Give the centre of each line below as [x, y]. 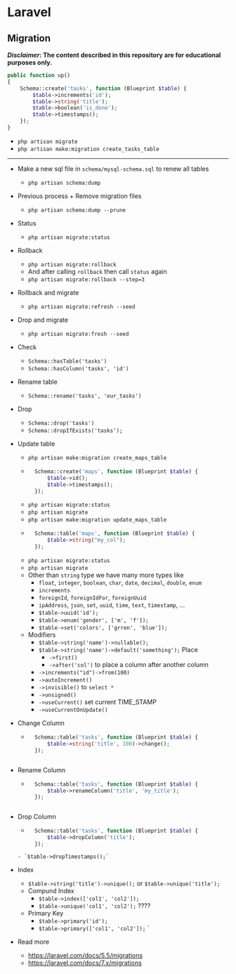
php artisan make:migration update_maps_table [97, 520]
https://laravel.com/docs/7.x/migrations [85, 963]
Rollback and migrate [48, 292]
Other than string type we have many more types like [106, 575]
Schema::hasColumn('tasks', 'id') [78, 369]
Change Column [41, 723]
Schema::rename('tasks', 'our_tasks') [85, 396]
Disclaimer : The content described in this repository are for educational [114, 55]
